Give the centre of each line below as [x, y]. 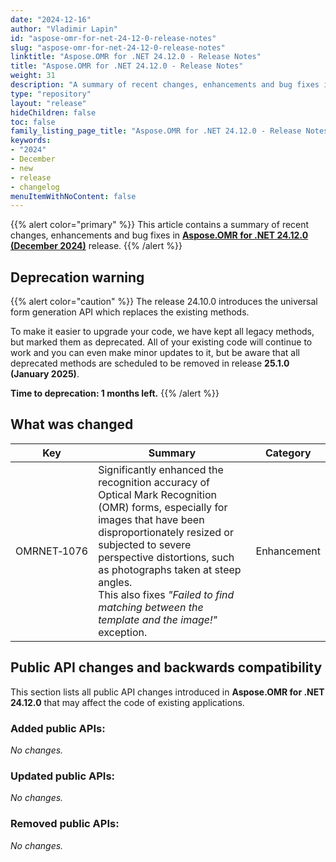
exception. [123, 632]
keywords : [31, 141]
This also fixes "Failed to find [166, 594]
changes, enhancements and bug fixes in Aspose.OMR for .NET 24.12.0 [159, 235]
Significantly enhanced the [161, 469]
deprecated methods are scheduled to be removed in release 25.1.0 [150, 363]
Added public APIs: [58, 728]
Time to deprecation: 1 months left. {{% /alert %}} [115, 393]
